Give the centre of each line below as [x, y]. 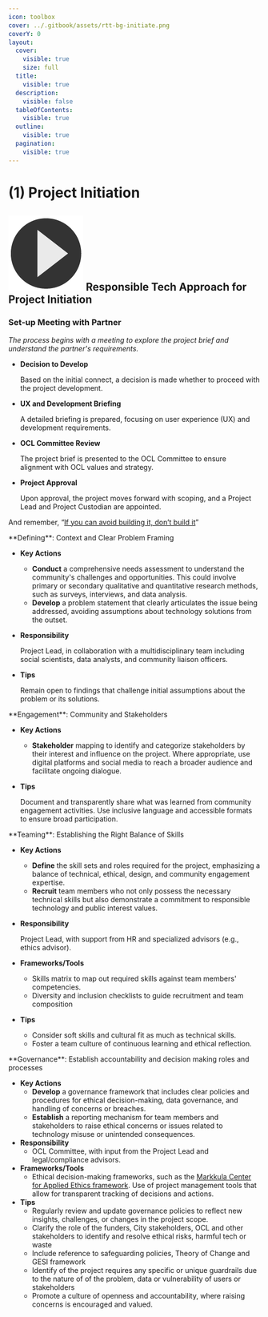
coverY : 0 [25, 34]
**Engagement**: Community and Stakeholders [88, 714]
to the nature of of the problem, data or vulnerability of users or [136, 1279]
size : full [41, 68]
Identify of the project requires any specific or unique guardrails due [144, 1270]
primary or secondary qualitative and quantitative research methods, [145, 585]
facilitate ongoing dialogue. [77, 771]
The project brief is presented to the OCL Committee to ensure [123, 458]
